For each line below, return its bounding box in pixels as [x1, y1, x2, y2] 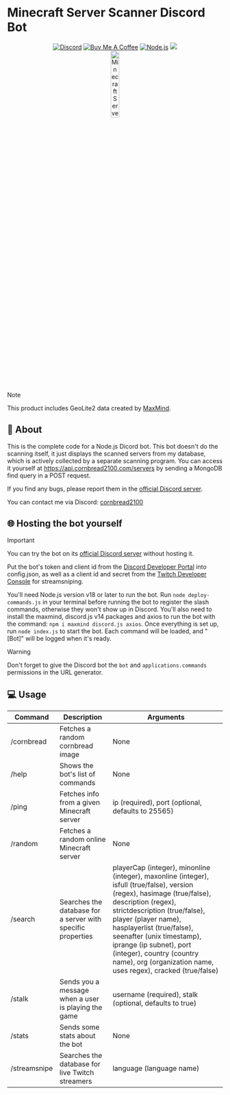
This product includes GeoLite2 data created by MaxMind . [7, 403, 171, 412]
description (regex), [112, 897, 177, 907]
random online [59, 835, 106, 845]
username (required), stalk [112, 990, 199, 1000]
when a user [59, 994, 99, 1004]
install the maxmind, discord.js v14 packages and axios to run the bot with [7, 612, 216, 620]
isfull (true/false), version [112, 880, 194, 890]
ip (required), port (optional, [112, 798, 202, 808]
